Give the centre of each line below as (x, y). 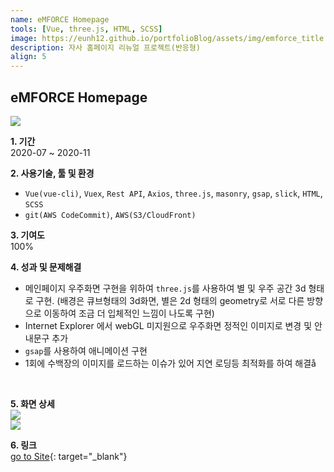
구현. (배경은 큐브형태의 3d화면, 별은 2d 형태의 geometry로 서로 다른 (170, 300)
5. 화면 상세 (32, 403)
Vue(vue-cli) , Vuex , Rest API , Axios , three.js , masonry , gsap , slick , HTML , (173, 193)
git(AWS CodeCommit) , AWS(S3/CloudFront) (110, 214)
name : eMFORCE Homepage (60, 19)
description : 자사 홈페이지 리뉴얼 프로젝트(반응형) (105, 47)
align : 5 (28, 57)
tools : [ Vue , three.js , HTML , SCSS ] (86, 29)
